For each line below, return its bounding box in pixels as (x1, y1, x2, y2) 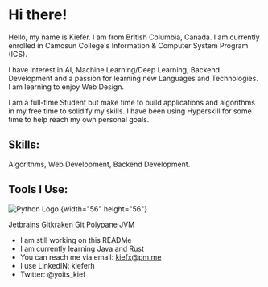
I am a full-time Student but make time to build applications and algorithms (8, 97, 256, 107)
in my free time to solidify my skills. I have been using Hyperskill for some (8, 106, 252, 116)
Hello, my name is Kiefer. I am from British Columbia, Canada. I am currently (8, 32, 260, 42)
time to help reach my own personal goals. (8, 114, 150, 124)
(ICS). (8, 49, 28, 59)
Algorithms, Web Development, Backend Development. (8, 159, 191, 169)
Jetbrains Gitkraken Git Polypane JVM (8, 219, 135, 229)
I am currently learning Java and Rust (19, 244, 145, 253)
